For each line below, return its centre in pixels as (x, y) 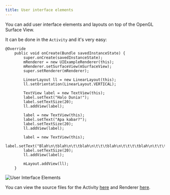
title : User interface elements (39, 10)
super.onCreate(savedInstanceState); (63, 58)
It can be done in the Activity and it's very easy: (56, 39)
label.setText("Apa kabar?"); (55, 119)
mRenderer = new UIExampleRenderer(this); (69, 62)
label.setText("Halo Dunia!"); (56, 97)
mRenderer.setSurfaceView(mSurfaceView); (68, 66)
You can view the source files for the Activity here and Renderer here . (78, 187)
